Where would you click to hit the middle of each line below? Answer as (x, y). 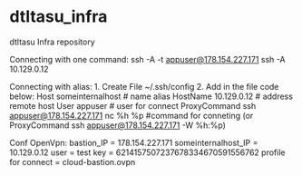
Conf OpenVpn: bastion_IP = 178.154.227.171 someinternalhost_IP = (134, 142)
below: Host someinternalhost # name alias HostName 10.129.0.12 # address (151, 96)
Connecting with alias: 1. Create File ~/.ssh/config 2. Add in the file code (144, 86)
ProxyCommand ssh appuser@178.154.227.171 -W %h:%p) (118, 125)
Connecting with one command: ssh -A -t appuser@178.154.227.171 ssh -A (147, 59)
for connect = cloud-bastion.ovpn (73, 161)
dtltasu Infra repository (52, 42)
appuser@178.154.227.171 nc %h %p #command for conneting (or (132, 115)
